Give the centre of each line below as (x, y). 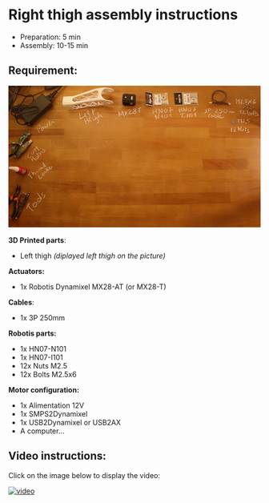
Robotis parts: (32, 333)
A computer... (42, 431)
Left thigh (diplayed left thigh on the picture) (92, 256)
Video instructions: (57, 456)
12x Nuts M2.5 (44, 365)
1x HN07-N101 (43, 348)
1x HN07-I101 (41, 357)
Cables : (21, 302)
